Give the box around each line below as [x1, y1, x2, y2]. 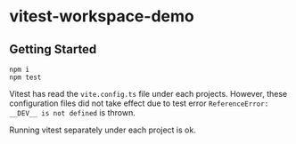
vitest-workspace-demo [9, 6, 194, 27]
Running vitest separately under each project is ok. [9, 124, 196, 135]
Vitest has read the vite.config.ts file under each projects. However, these [9, 89, 288, 99]
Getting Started [9, 42, 97, 57]
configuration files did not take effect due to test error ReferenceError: [9, 98, 269, 108]
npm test [9, 73, 42, 82]
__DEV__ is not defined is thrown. [9, 108, 136, 117]
